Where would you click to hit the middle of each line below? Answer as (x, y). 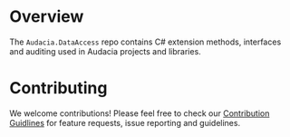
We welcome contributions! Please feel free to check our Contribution (140, 113)
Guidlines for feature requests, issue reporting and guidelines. (125, 122)
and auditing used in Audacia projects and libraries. (105, 51)
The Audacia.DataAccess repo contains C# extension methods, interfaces (145, 42)
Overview (47, 17)
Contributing (58, 88)
